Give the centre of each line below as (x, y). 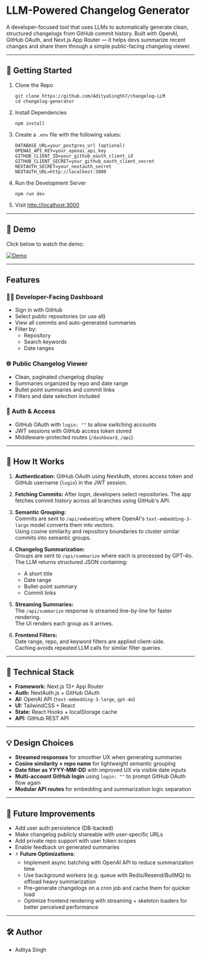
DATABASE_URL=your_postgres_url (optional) (70, 145)
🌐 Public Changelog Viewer (47, 364)
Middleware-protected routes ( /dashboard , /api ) (74, 437)
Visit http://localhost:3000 (47, 205)
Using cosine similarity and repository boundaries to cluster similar (97, 531)
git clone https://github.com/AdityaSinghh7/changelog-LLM (90, 96)
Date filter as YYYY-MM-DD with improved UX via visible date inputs (100, 770)
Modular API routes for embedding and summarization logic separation (103, 789)
